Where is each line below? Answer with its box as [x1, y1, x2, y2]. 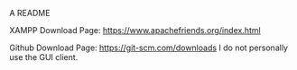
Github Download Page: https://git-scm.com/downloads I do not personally [9, 42, 289, 53]
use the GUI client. [9, 52, 79, 62]
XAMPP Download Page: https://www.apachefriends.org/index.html [9, 25, 261, 35]
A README [9, 8, 51, 18]
